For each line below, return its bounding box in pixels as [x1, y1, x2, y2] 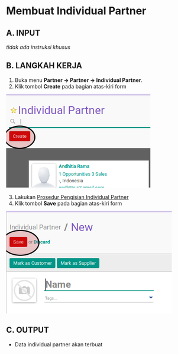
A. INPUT [6, 28, 40, 38]
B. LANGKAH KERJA [6, 61, 83, 71]
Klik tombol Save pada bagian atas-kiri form [14, 200, 122, 207]
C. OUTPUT [6, 325, 49, 335]
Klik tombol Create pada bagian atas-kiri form [14, 83, 127, 90]
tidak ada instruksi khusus [6, 43, 71, 50]
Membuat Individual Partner [6, 4, 147, 18]
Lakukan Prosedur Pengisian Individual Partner [14, 193, 129, 200]
